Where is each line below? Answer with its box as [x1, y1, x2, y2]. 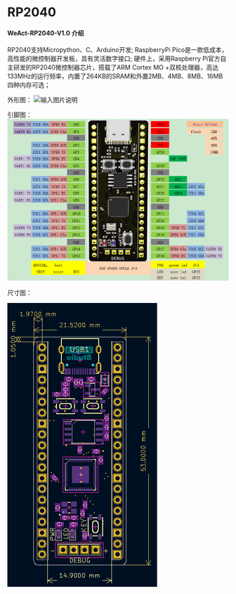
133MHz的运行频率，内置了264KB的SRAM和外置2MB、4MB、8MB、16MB [7, 72, 223, 81]
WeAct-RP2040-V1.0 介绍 [7, 29, 84, 37]
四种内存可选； [7, 81, 51, 89]
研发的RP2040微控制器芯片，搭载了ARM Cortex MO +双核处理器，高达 [13, 63, 219, 72]
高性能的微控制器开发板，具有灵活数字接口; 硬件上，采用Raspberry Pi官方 [7, 54, 221, 63]
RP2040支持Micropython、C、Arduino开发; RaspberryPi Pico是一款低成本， [7, 46, 228, 54]
